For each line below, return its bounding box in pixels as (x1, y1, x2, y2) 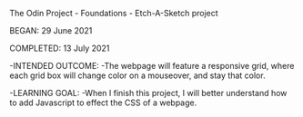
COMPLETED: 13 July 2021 (9, 43, 110, 54)
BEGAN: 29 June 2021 (9, 25, 93, 35)
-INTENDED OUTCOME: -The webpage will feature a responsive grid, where (9, 61, 295, 71)
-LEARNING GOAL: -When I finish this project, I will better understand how (9, 88, 288, 98)
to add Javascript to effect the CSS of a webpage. (9, 97, 197, 108)
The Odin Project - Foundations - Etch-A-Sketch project (9, 8, 218, 18)
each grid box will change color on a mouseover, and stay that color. (9, 70, 266, 81)
